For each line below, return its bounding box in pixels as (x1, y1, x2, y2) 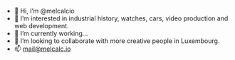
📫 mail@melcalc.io (14, 44, 71, 53)
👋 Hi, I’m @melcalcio (14, 7, 75, 15)
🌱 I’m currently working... (14, 29, 88, 37)
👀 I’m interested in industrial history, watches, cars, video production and (14, 14, 229, 23)
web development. (14, 22, 69, 30)
